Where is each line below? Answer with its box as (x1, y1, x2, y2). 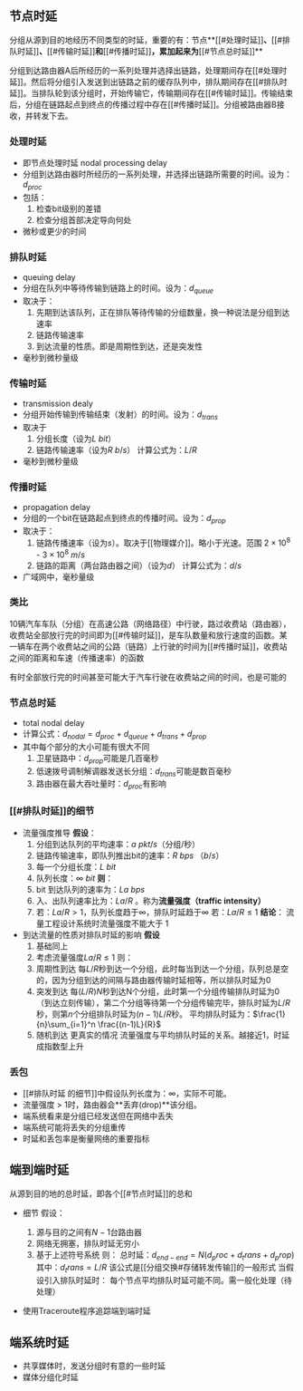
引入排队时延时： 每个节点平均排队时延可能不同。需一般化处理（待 (43, 1275, 292, 1286)
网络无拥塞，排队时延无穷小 (35, 1238, 140, 1249)
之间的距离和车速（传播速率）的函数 (9, 652, 145, 663)
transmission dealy (22, 398, 93, 410)
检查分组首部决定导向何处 (35, 214, 132, 225)
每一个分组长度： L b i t (35, 861, 117, 872)
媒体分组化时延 (22, 1372, 79, 1383)
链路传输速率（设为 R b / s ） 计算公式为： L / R (35, 445, 197, 456)
